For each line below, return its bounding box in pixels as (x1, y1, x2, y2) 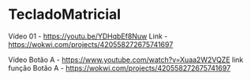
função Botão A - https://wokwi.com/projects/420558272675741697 (8, 63, 231, 72)
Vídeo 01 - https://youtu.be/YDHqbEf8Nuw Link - (8, 31, 168, 41)
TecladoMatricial (8, 5, 121, 24)
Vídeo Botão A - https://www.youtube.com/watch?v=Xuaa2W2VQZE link (8, 55, 244, 64)
